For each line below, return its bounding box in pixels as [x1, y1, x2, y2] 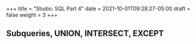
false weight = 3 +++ [6, 11, 58, 18]
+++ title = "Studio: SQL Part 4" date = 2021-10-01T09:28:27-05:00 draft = [6, 5, 191, 12]
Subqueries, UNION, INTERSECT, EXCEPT [6, 29, 164, 39]
